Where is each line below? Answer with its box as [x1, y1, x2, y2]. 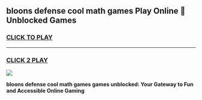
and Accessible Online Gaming [6, 87, 85, 94]
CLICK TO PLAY [6, 34, 53, 42]
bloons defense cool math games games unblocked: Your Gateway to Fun [6, 80, 194, 87]
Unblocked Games [6, 16, 77, 26]
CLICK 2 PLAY [6, 56, 48, 64]
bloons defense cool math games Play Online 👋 [6, 6, 186, 16]
